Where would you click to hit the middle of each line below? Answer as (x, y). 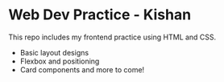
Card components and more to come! (82, 69)
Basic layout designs (54, 52)
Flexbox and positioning (60, 61)
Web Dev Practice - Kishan (100, 15)
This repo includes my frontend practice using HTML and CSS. (112, 37)
